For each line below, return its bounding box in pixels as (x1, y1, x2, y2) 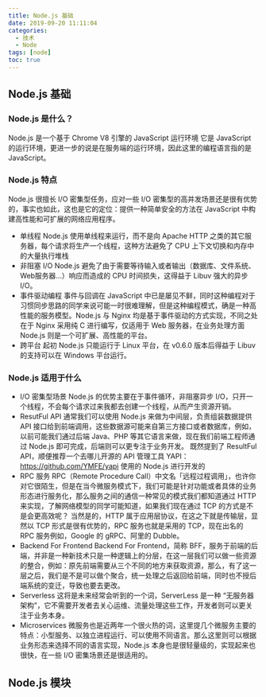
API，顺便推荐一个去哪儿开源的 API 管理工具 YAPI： (19, 451, 189, 461)
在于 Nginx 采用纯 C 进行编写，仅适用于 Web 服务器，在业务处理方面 (19, 320, 245, 330)
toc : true (8, 56, 41, 64)
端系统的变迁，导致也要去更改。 (19, 581, 125, 590)
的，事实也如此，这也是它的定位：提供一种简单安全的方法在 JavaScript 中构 (8, 204, 256, 213)
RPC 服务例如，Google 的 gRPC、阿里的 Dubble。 (19, 531, 184, 541)
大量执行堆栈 (26, 251, 69, 260)
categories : (8, 26, 48, 34)
